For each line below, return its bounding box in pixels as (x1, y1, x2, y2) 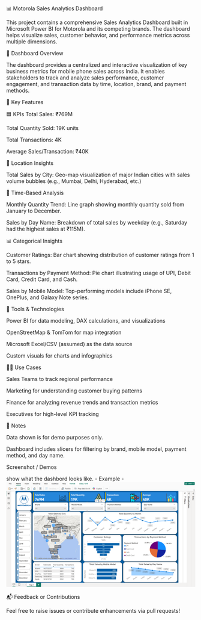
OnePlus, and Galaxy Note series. (6, 294, 89, 301)
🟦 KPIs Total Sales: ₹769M (6, 111, 73, 117)
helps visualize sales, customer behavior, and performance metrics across (6, 32, 190, 39)
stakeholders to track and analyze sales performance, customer (6, 74, 164, 81)
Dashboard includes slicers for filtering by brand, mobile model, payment (6, 445, 187, 453)
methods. (6, 87, 30, 94)
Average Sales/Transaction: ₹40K (6, 148, 89, 155)
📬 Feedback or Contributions (6, 594, 80, 601)
